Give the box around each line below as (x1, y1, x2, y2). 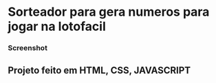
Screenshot (8, 43, 47, 53)
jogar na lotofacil (8, 19, 106, 34)
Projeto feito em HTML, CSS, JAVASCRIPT (8, 64, 191, 76)
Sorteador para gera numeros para (8, 4, 210, 20)
